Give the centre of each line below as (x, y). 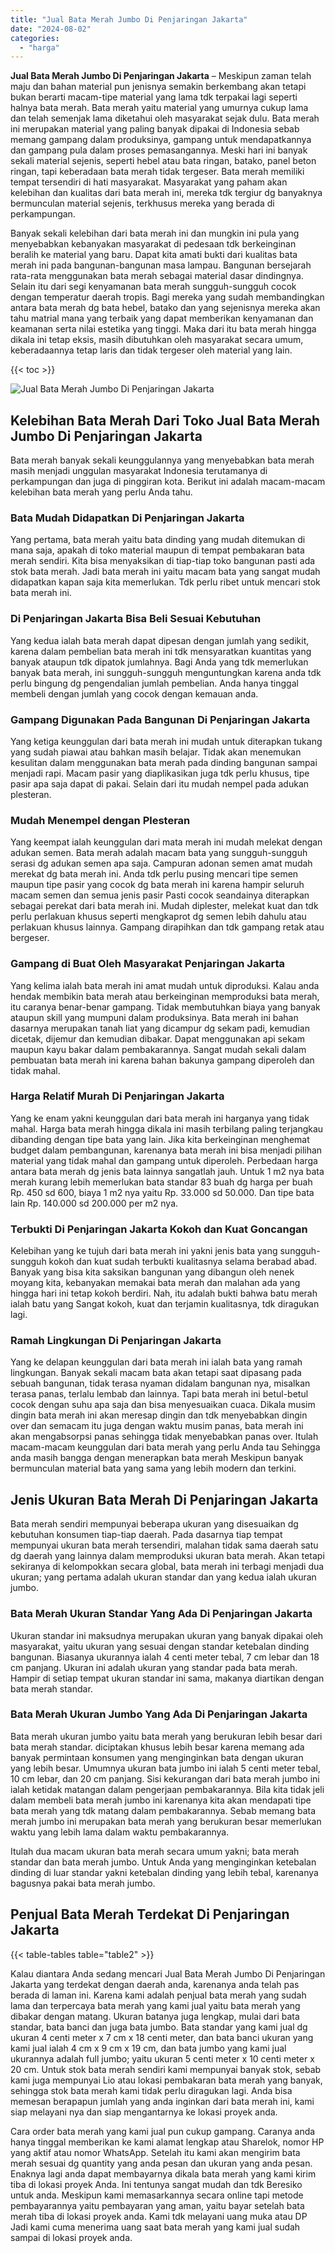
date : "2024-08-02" (51, 29)
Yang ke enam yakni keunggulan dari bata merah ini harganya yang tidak (160, 1118)
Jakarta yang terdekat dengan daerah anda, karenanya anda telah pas (155, 1984)
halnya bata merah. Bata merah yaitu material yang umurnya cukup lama (159, 108)
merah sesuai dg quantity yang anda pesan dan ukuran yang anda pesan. (161, 2163)
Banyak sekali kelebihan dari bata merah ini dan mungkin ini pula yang (155, 233)
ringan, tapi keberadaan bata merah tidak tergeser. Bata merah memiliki (157, 172)
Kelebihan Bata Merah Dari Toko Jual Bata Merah (165, 420)
